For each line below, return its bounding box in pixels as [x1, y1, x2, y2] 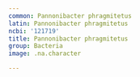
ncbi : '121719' [8, 27, 60, 35]
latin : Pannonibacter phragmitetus [8, 19, 129, 28]
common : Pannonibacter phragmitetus [8, 11, 132, 20]
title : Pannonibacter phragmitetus [8, 34, 129, 43]
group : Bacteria [8, 42, 63, 50]
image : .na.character [8, 49, 82, 58]
